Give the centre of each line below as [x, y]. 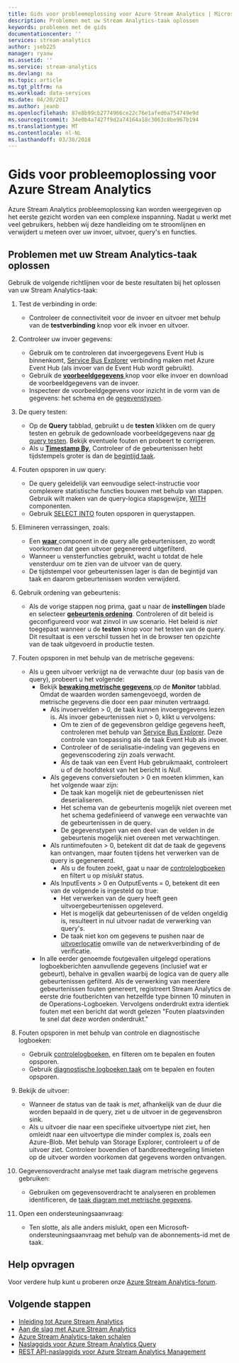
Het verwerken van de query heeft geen [119, 898]
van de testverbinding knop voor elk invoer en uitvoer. [109, 325]
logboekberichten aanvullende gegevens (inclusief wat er [123, 966]
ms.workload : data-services [50, 93]
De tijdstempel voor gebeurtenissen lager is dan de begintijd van [123, 571]
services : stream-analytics [50, 41]
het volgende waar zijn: [84, 785]
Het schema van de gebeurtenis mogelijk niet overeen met [146, 808]
